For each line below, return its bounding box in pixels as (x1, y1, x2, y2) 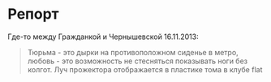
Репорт (7, 5, 59, 24)
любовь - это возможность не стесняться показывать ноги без (27, 56, 248, 66)
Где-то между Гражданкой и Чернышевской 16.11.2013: (7, 32, 200, 41)
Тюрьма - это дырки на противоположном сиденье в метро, (27, 47, 239, 57)
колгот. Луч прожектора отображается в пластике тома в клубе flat (27, 64, 263, 74)
